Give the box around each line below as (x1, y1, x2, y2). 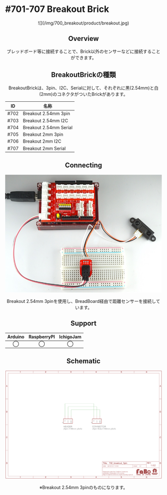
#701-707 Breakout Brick (5, 3, 109, 15)
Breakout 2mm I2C (23, 138, 62, 144)
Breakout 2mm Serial (23, 145, 66, 151)
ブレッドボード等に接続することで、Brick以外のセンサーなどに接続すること (6, 48, 161, 54)
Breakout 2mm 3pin (23, 131, 64, 138)
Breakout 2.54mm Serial (23, 124, 73, 130)
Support (70, 319, 97, 328)
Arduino (7, 334, 25, 340)
